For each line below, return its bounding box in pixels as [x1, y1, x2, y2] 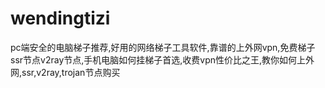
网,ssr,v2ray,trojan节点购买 [10, 66, 121, 78]
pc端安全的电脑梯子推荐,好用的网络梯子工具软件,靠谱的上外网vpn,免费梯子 [10, 41, 316, 53]
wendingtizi [10, 7, 111, 30]
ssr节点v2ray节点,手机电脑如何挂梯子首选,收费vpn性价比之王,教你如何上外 [10, 53, 315, 66]
